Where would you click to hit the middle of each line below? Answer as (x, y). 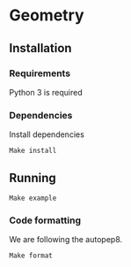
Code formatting (45, 220)
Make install (33, 151)
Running (33, 178)
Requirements (40, 73)
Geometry (47, 15)
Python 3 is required (46, 92)
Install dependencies (47, 134)
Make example (33, 198)
